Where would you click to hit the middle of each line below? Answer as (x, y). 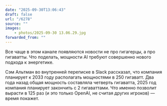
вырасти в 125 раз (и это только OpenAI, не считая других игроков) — (80, 93)
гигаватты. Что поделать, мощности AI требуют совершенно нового (78, 57)
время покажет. (22, 98)
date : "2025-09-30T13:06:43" (35, 10)
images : (13, 28)
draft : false (19, 14)
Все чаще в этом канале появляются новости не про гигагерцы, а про (80, 52)
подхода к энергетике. (29, 62)
